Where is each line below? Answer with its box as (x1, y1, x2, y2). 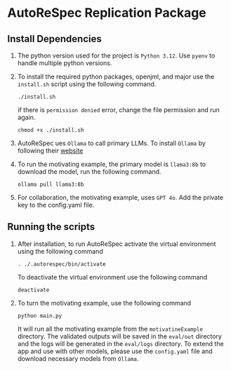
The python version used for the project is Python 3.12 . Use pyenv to (17, 51, 216, 60)
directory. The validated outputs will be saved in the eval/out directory (17, 331, 223, 341)
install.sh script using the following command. (17, 80, 157, 88)
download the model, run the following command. (17, 167, 161, 176)
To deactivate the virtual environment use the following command (17, 273, 208, 281)
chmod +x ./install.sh (17, 127, 84, 134)
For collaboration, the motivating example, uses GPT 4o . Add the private (17, 193, 223, 201)
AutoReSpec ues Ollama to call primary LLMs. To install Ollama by (17, 139, 206, 147)
